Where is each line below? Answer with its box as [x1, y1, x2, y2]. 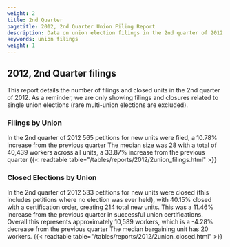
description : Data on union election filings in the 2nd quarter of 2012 [7, 29, 224, 37]
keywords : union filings [7, 36, 79, 43]
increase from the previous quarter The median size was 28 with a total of [7, 141, 217, 149]
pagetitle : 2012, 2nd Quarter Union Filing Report [7, 23, 156, 30]
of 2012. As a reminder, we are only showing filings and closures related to [7, 93, 219, 101]
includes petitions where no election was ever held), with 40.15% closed [7, 196, 212, 204]
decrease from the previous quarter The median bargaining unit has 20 [7, 225, 209, 233]
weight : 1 [7, 42, 36, 49]
